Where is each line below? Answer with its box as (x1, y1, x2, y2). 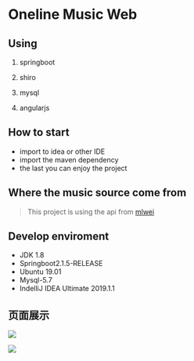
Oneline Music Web (8, 5, 138, 24)
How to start (8, 126, 70, 139)
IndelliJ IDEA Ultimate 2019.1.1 (19, 284, 115, 294)
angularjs (19, 104, 50, 112)
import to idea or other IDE (19, 147, 106, 156)
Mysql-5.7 (19, 275, 52, 285)
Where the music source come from (8, 186, 187, 199)
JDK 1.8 (19, 250, 45, 260)
